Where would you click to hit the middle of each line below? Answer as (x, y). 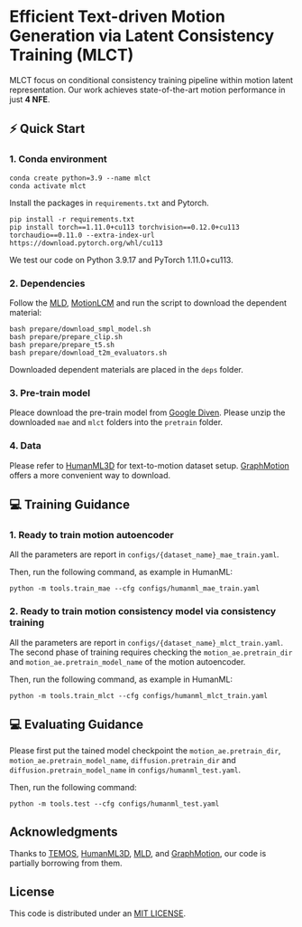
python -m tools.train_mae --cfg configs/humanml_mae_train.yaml (134, 589)
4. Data (26, 446)
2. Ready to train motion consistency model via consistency (143, 611)
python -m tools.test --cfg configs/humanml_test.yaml (114, 804)
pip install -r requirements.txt (72, 219)
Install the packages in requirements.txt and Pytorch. (109, 203)
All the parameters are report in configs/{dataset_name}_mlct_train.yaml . (146, 642)
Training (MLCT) (72, 55)
